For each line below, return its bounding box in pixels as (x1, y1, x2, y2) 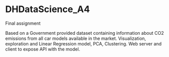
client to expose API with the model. (5, 46, 80, 52)
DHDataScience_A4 (5, 4, 90, 15)
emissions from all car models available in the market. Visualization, (5, 35, 146, 41)
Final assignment (5, 20, 41, 26)
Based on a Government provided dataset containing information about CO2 (5, 30, 164, 36)
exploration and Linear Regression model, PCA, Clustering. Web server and (5, 40, 162, 46)
